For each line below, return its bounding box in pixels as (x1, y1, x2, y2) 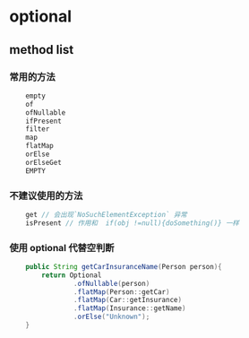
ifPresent (25, 117, 63, 126)
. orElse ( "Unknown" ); (73, 312, 150, 322)
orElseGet (25, 158, 63, 167)
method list (9, 42, 74, 57)
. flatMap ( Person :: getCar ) (73, 287, 170, 297)
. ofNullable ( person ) (73, 279, 150, 288)
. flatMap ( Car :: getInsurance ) (73, 296, 182, 305)
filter (25, 125, 50, 134)
